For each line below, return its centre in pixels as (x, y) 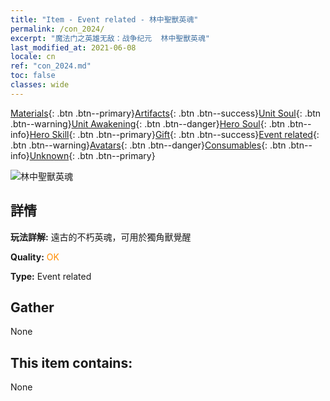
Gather (32, 307)
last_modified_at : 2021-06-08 (73, 47)
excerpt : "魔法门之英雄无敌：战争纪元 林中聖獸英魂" (110, 38)
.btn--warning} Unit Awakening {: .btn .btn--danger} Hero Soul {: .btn (148, 123)
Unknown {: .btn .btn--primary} (92, 155)
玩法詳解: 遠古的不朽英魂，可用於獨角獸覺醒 (101, 237)
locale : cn (33, 57)
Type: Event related (51, 276)
